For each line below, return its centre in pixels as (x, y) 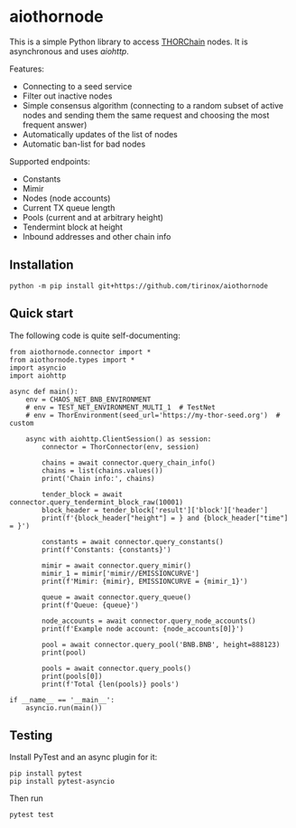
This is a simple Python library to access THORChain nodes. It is (129, 42)
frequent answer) (55, 125)
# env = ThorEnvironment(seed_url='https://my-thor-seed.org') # (153, 415)
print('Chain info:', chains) (98, 478)
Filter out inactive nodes (67, 96)
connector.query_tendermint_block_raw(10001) (96, 502)
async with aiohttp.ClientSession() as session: (119, 439)
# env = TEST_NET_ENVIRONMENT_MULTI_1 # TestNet (121, 407)
